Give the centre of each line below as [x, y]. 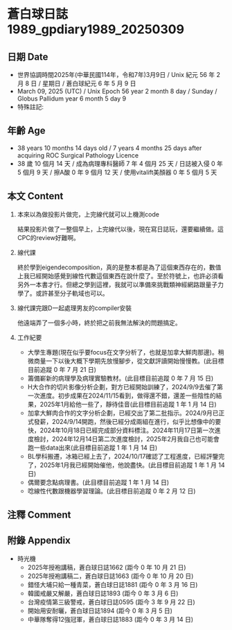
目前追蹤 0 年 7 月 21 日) [62, 369]
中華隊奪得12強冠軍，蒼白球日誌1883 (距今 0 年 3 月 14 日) [110, 619]
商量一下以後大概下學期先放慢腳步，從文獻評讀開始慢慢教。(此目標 [129, 361]
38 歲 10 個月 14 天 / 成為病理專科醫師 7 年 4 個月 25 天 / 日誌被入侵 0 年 [120, 163]
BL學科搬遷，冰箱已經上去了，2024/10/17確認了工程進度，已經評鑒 [123, 456]
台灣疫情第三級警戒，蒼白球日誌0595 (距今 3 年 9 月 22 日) [111, 602]
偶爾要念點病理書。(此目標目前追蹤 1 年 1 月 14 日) [98, 482]
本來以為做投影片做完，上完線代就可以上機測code [88, 214]
